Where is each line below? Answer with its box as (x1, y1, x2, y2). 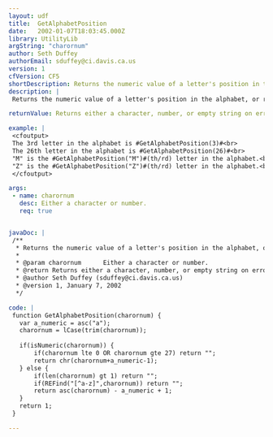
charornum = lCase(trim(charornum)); (19, 327, 148, 335)
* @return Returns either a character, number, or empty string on (15, 266, 249, 275)
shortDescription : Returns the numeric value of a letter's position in (8, 80, 260, 88)
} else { (19, 364, 49, 372)
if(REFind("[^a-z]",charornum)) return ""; (33, 379, 184, 387)
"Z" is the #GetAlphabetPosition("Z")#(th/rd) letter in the (11, 162, 223, 171)
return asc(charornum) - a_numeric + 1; (33, 387, 173, 395)
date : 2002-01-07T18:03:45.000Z (8, 27, 126, 35)
